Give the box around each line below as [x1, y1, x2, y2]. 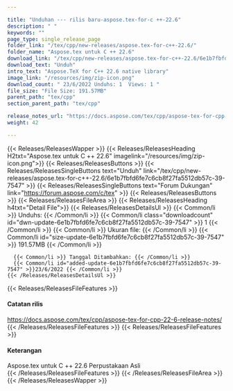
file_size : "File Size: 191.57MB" [7, 88, 107, 94]
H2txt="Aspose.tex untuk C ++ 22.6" [7, 151, 112, 160]
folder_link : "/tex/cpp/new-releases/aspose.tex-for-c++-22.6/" [7, 42, 197, 49]
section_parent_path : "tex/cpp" [7, 100, 101, 108]
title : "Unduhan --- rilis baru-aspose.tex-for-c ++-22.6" [7, 16, 182, 23]
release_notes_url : [7, 113, 64, 120]
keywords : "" [7, 29, 45, 36]
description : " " [7, 22, 58, 30]
